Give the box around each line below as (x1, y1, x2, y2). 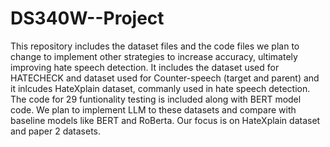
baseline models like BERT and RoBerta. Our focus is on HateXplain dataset (10, 114, 321, 126)
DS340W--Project (10, 7, 165, 30)
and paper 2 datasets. (10, 125, 101, 137)
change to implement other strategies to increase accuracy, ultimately (10, 50, 298, 62)
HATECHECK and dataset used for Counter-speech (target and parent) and (10, 72, 320, 84)
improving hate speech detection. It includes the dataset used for (10, 61, 280, 73)
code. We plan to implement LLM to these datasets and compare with (10, 103, 297, 116)
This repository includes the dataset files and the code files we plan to (10, 40, 300, 52)
